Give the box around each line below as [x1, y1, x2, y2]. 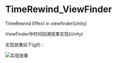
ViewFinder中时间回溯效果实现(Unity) [5, 30, 84, 37]
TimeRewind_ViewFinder [5, 4, 112, 15]
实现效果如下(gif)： [5, 42, 46, 48]
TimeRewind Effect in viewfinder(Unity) [5, 20, 87, 26]
